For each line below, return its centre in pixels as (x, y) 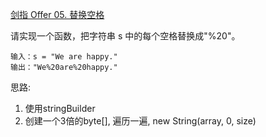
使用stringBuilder (60, 108)
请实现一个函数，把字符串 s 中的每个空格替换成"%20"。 (125, 36)
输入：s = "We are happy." (64, 57)
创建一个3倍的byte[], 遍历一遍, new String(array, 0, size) (140, 121)
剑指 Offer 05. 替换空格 (57, 14)
